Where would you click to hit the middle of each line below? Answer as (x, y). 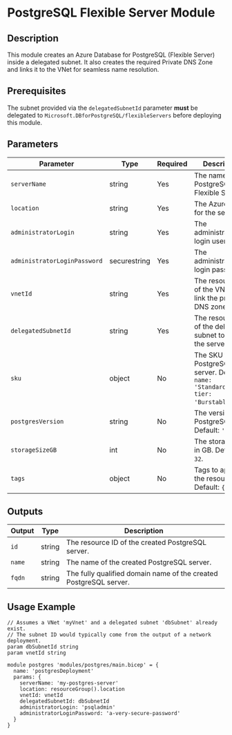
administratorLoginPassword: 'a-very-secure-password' (100, 714)
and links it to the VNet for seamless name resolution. (83, 69)
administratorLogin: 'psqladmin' (68, 707)
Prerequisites (37, 91)
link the (206, 298)
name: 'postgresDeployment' (54, 671)
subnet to (210, 335)
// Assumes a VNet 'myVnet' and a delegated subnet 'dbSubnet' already (112, 623)
